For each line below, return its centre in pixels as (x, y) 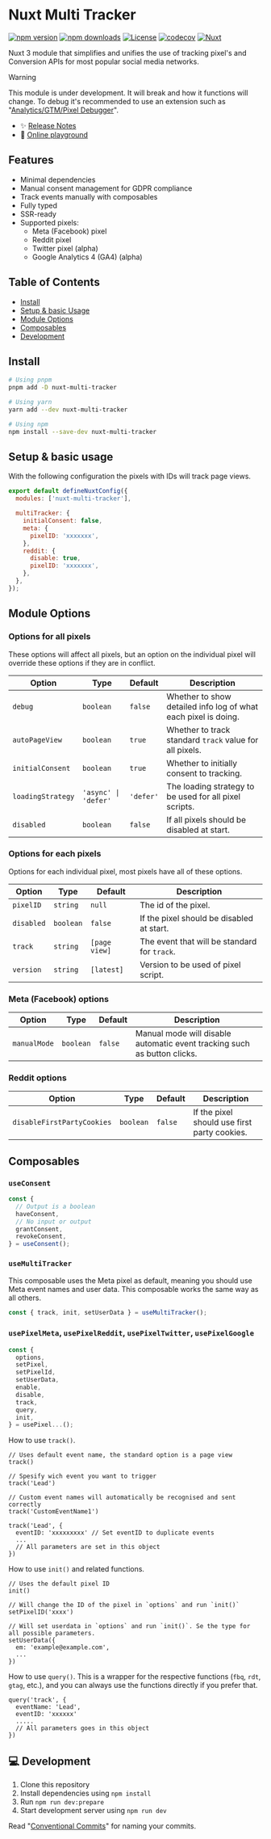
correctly (25, 1504)
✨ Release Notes (48, 125)
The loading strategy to (211, 786)
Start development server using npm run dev (93, 1811)
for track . (158, 951)
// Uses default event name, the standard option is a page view (120, 1455)
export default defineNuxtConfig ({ (68, 491)
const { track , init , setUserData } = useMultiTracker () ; (108, 1312)
